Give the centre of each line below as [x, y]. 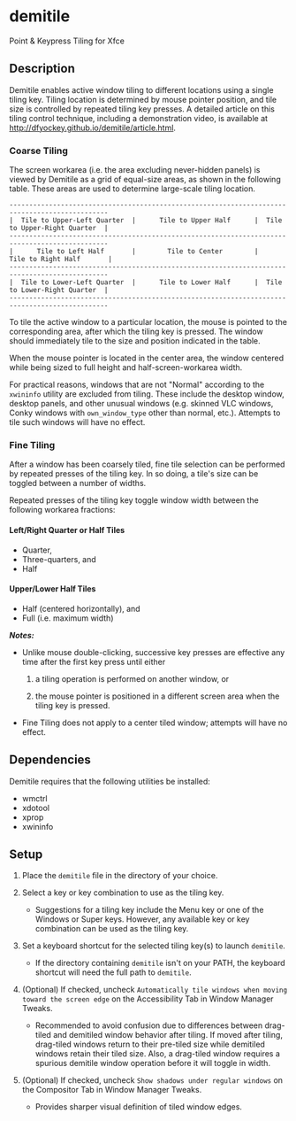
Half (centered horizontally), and [81, 608]
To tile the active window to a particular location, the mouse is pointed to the [148, 322]
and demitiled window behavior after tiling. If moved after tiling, [167, 1035]
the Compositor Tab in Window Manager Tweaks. [112, 1090]
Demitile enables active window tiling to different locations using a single [141, 89]
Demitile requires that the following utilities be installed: [110, 781]
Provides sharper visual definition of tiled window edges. [139, 1107]
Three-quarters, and [59, 559]
